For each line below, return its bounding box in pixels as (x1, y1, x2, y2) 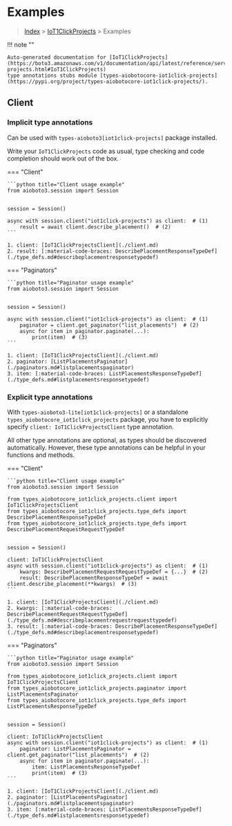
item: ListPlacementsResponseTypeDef (32, 763, 140, 771)
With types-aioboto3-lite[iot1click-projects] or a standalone (7, 408, 188, 416)
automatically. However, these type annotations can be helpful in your (7, 443, 206, 451)
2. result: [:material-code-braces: (7, 247, 113, 255)
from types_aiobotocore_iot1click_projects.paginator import (7, 685, 187, 692)
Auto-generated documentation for (7, 53, 107, 61)
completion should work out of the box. (7, 154, 119, 163)
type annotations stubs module (7, 72, 97, 79)
